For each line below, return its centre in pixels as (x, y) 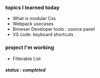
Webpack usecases (33, 24)
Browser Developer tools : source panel (54, 29)
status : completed (26, 70)
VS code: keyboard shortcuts (43, 35)
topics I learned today (32, 8)
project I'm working (30, 48)
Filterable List (27, 58)
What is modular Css (34, 19)
